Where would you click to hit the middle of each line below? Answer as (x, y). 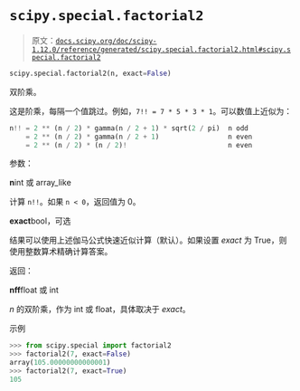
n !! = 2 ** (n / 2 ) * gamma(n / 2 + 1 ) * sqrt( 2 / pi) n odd (129, 128)
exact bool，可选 (40, 221)
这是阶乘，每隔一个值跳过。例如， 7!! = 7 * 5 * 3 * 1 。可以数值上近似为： (151, 110)
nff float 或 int (34, 290)
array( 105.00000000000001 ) (60, 363)
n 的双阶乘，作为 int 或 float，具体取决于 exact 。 (100, 310)
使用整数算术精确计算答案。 (61, 252)
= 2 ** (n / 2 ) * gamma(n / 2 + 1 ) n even (139, 137)
